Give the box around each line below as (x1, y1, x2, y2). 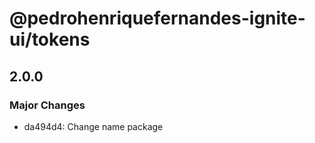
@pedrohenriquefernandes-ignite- (9, 7, 306, 30)
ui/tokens (9, 28, 91, 51)
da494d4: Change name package (23, 120, 164, 132)
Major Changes (9, 98, 86, 112)
